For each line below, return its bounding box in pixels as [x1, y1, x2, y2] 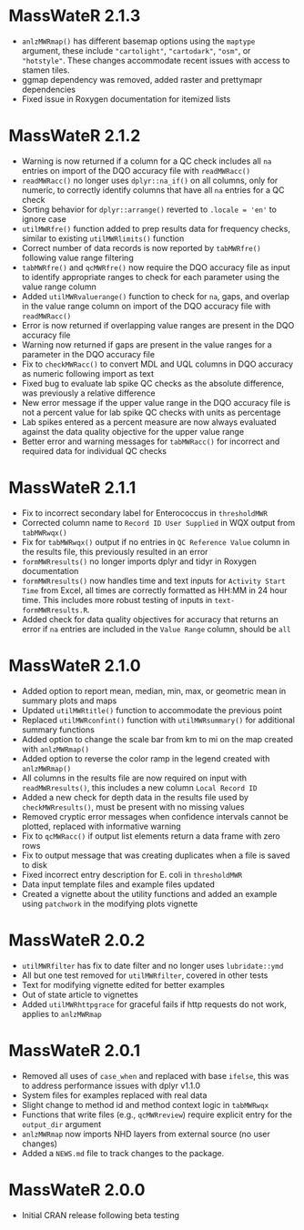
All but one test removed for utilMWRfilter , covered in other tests [21, 970, 269, 981]
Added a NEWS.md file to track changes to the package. [21, 1147, 225, 1158]
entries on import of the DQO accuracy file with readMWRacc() [21, 165, 251, 176]
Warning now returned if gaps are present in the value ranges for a [21, 338, 272, 350]
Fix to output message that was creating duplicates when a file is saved [21, 850, 290, 861]
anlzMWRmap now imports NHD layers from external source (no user [21, 1128, 270, 1139]
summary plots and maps [21, 695, 117, 706]
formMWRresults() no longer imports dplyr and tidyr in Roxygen [21, 556, 257, 567]
